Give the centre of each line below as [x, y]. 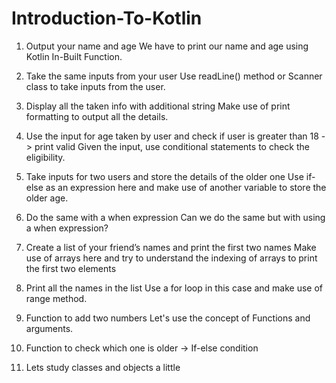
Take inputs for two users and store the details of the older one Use [164, 176]
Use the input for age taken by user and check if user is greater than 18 [172, 136]
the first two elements [71, 268]
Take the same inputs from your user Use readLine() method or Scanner [174, 76]
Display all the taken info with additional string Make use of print [158, 106]
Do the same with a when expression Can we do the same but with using [175, 217]
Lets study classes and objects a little [103, 367]
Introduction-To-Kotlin [107, 18]
